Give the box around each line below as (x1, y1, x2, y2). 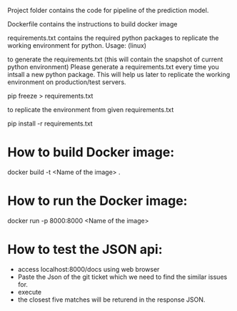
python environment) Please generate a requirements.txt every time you (7, 63, 219, 71)
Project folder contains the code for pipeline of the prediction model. (7, 6, 209, 14)
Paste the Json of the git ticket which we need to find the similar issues (17, 272, 228, 281)
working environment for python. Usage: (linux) (7, 41, 147, 49)
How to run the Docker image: (7, 193, 188, 209)
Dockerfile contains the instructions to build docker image (7, 20, 178, 28)
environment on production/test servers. (7, 78, 126, 86)
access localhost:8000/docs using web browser (17, 265, 160, 273)
